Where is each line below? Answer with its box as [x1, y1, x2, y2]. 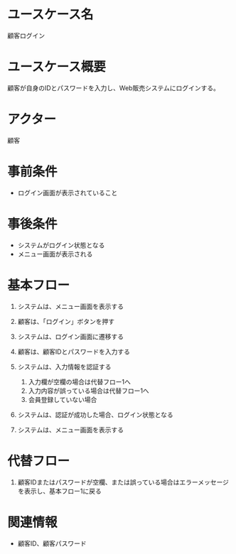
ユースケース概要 [7, 59, 107, 75]
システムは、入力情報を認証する [17, 362, 112, 371]
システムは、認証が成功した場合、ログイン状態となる [17, 410, 173, 419]
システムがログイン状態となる [17, 241, 105, 249]
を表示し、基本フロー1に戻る [17, 487, 102, 495]
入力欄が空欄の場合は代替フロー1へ [28, 377, 132, 386]
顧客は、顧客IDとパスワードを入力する [17, 347, 130, 356]
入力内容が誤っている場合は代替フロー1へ [28, 386, 149, 395]
